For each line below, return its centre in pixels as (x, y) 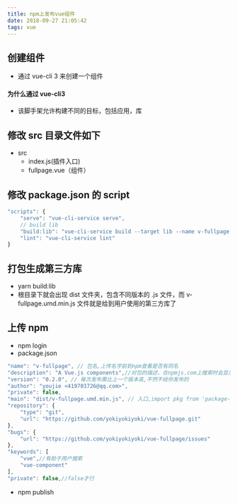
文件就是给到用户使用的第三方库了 (127, 303)
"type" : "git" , (42, 413)
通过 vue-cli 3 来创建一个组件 (60, 76)
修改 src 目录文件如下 (54, 135)
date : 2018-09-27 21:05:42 (47, 21)
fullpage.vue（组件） (59, 171)
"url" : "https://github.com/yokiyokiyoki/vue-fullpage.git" (110, 419)
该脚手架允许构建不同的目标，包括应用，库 (80, 111)
